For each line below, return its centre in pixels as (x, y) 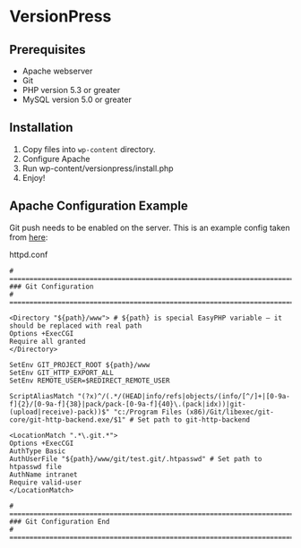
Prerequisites (47, 50)
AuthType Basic (38, 451)
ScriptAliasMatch (42, 396)
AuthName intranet (43, 475)
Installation (41, 128)
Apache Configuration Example (99, 206)
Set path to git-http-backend (194, 420)
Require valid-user (46, 482)
